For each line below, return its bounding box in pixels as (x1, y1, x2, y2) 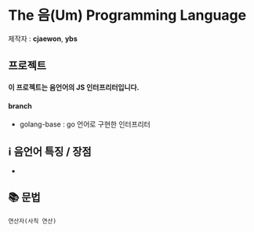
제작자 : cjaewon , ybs (8, 34, 78, 43)
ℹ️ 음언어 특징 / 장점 (8, 145, 92, 158)
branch (8, 101, 33, 110)
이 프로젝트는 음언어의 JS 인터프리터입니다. (8, 83, 140, 92)
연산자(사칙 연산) (8, 217, 57, 225)
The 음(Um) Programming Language (8, 6, 247, 24)
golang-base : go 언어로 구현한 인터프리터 (19, 120, 151, 129)
